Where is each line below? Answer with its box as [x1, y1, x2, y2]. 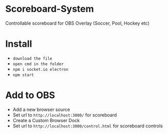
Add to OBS [5, 89, 55, 101]
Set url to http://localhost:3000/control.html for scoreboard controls [12, 123, 163, 129]
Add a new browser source [12, 106, 70, 112]
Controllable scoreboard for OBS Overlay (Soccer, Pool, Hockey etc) [5, 20, 150, 26]
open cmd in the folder [12, 61, 64, 67]
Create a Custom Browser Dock [12, 117, 80, 123]
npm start [12, 72, 34, 78]
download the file [12, 56, 52, 61]
